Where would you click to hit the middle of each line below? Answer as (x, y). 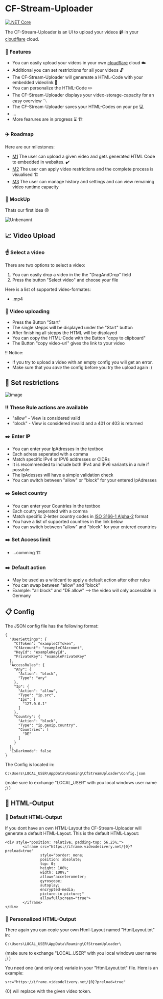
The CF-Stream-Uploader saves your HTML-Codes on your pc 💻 (78, 107)
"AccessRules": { (27, 665)
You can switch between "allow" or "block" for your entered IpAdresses (84, 480)
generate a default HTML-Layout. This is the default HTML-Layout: (72, 833)
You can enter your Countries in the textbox (56, 506)
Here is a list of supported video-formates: (48, 289)
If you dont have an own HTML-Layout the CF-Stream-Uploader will (73, 828)
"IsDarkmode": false (30, 751)
